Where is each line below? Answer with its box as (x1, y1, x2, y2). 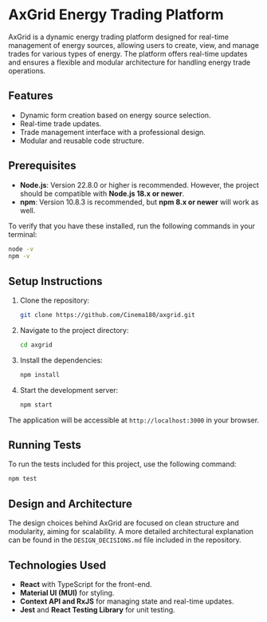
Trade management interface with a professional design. (19, 127, 206, 137)
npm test (8, 475, 37, 483)
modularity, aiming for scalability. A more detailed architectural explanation (8, 527, 253, 537)
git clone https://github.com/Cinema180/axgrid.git (19, 311, 195, 319)
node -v (8, 245, 34, 253)
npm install (19, 370, 60, 378)
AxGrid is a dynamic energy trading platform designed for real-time (8, 32, 230, 42)
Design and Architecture (8, 497, 133, 510)
